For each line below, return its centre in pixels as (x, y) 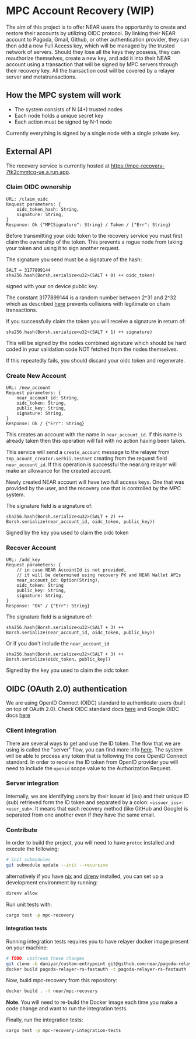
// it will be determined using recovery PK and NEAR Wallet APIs (99, 575)
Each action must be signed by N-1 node (63, 122)
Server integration (33, 783)
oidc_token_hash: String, (48, 209)
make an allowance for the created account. (59, 471)
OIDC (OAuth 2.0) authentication (66, 688)
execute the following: (33, 849)
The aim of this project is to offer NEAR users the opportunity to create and (96, 27)
